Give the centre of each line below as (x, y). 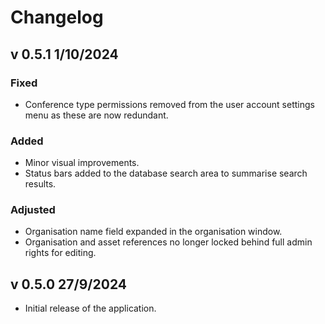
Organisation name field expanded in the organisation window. (153, 232)
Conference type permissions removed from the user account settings (169, 104)
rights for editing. (60, 253)
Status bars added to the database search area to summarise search (166, 173)
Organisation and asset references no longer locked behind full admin (168, 242)
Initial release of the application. (90, 308)
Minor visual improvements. (82, 163)
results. (40, 184)
